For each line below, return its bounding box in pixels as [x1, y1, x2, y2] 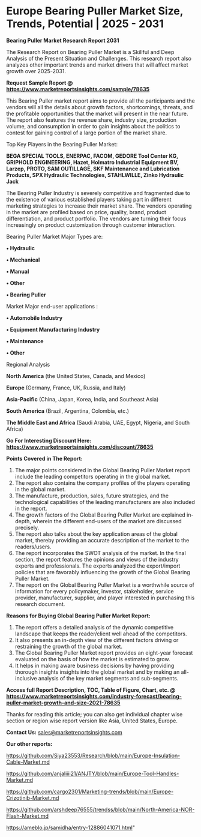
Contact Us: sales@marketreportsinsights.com [6, 728, 123, 736]
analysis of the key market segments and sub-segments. [38, 674, 179, 682]
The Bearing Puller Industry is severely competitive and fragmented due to [6, 189, 191, 196]
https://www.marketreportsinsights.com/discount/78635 [6, 443, 154, 451]
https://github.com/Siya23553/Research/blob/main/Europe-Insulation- [6, 752, 181, 759]
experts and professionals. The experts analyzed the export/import [14, 562, 181, 569]
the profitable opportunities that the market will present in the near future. [6, 110, 188, 117]
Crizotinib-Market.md [6, 794, 59, 802]
